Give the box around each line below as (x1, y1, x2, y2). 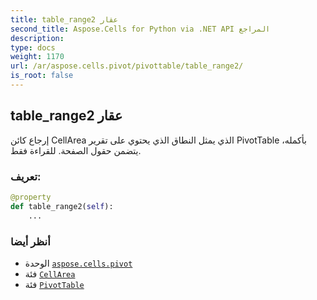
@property (10, 192, 52, 202)
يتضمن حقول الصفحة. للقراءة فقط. (10, 144, 142, 156)
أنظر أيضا (10, 234, 51, 248)
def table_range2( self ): (10, 201, 114, 211)
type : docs (10, 42, 56, 53)
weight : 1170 (10, 52, 65, 62)
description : (10, 33, 65, 43)
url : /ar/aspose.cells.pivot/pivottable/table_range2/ (10, 61, 244, 71)
